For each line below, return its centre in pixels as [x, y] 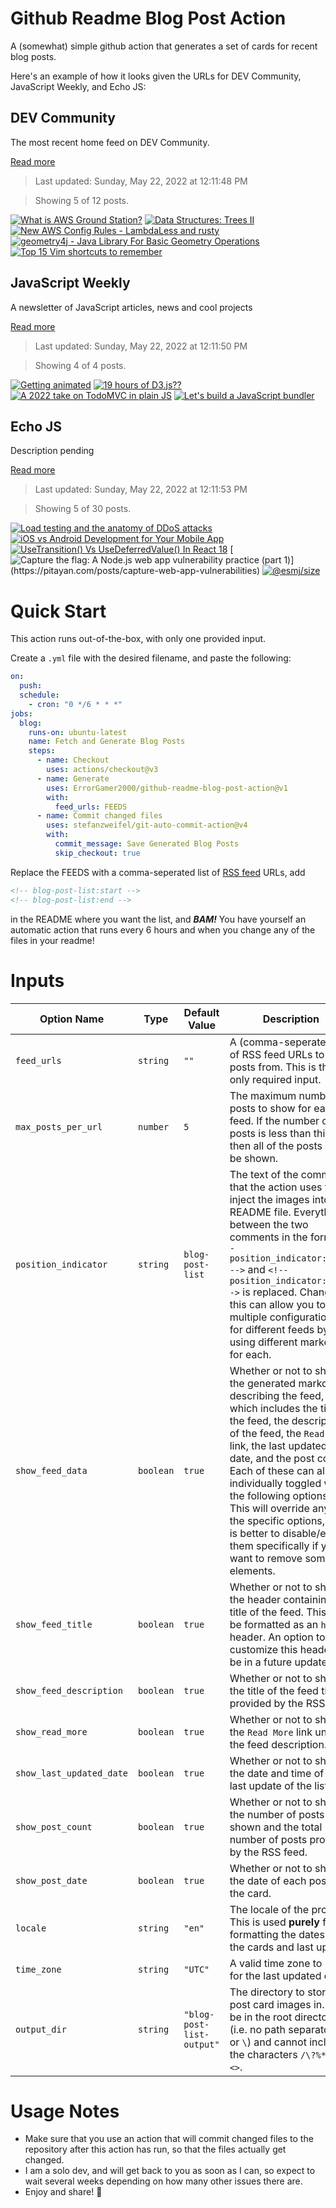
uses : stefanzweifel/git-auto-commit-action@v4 [147, 825]
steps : [42, 751]
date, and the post [272, 1458]
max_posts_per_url [59, 1126]
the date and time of [277, 1773]
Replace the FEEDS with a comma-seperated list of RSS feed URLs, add [158, 872]
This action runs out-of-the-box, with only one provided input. [138, 639]
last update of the [271, 1785]
